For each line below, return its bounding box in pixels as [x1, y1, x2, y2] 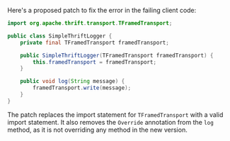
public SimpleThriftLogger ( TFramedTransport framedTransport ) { [20, 52, 214, 59]
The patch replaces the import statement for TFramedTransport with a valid [7, 110, 224, 119]
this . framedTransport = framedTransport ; [33, 58, 157, 66]
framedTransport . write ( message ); [33, 84, 132, 91]
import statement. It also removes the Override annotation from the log [7, 118, 214, 126]
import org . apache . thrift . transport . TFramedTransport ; [7, 20, 173, 27]
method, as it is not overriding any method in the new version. [7, 125, 188, 134]
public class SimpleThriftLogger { [7, 32, 113, 40]
